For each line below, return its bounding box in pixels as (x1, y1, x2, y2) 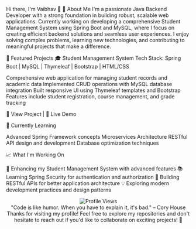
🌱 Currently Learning (6, 122, 57, 129)
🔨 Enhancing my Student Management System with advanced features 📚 (6, 165, 183, 172)
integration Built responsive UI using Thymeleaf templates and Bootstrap (6, 87, 181, 94)
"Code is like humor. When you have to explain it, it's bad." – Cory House (11, 204, 186, 211)
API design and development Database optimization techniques (6, 139, 159, 146)
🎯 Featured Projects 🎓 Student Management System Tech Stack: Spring (6, 54, 181, 61)
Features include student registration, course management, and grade (6, 93, 175, 100)
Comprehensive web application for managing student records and (6, 74, 168, 81)
